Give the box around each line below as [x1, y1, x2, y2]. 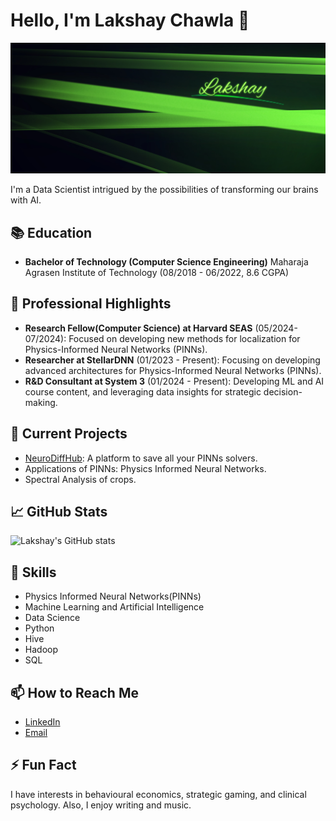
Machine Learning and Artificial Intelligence [24, 601, 205, 613]
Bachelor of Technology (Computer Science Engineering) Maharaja [24, 255, 309, 268]
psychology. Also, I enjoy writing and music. [10, 799, 192, 811]
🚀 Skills [10, 564, 57, 581]
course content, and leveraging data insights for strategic [24, 385, 262, 398]
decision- [263, 385, 303, 398]
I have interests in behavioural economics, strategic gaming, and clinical [10, 788, 307, 800]
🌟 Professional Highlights [10, 295, 172, 313]
